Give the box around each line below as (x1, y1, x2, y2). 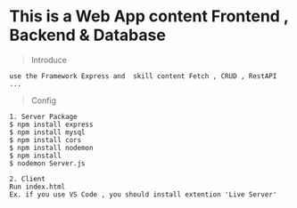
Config (30, 95, 56, 106)
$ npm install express (9, 120, 94, 129)
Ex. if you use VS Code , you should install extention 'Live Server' (9, 189, 277, 199)
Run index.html (9, 182, 66, 191)
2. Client (9, 174, 46, 183)
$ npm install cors (9, 135, 82, 144)
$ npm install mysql (9, 127, 87, 137)
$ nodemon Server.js (9, 158, 87, 168)
